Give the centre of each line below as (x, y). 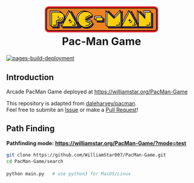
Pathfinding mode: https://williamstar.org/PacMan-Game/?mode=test (96, 143)
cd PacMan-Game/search (35, 161)
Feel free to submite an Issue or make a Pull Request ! (72, 110)
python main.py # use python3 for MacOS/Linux (69, 174)
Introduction (30, 77)
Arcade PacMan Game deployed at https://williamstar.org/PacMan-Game (97, 91)
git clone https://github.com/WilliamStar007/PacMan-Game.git (86, 155)
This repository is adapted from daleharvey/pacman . (72, 103)
